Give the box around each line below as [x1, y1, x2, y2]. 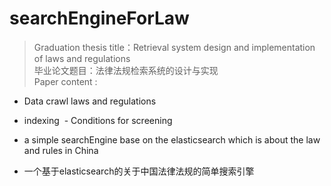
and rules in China [23, 144, 99, 156]
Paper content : [33, 75, 98, 87]
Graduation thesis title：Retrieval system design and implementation [33, 41, 316, 53]
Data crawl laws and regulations [23, 95, 157, 107]
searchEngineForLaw [9, 7, 190, 30]
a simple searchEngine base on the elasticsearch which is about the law [23, 133, 321, 146]
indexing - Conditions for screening [23, 114, 173, 126]
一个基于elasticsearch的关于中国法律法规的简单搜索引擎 [23, 165, 255, 177]
